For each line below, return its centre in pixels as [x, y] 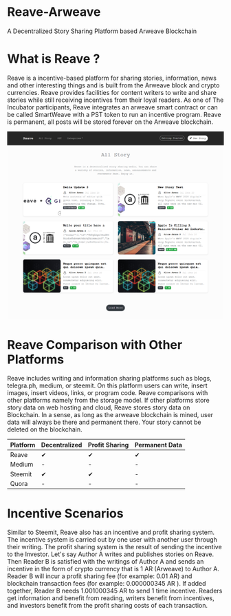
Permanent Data [158, 445]
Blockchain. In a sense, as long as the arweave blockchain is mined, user [110, 415]
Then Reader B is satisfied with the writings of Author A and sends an [106, 562]
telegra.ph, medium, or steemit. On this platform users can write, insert [107, 385]
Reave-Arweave [54, 12]
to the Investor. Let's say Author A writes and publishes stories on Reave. [111, 554]
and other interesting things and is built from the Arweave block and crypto [113, 85]
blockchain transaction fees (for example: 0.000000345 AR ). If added [107, 584]
